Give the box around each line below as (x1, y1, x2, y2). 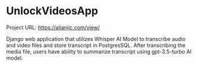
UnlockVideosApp (6, 4, 99, 18)
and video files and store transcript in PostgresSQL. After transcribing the (6, 42, 186, 49)
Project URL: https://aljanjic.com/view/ (6, 24, 100, 31)
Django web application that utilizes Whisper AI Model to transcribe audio (6, 35, 186, 42)
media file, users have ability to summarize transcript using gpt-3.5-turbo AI (6, 48, 192, 55)
